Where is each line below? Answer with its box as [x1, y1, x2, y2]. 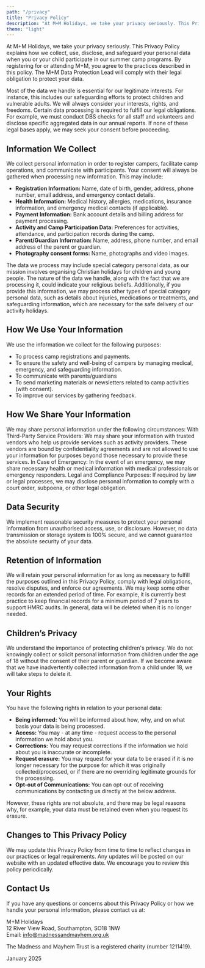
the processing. [15, 774, 55, 782]
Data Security [6, 502, 60, 512]
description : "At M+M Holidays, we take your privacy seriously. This [6, 20, 190, 26]
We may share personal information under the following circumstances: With [6, 425, 199, 433]
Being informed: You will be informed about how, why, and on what [15, 716, 185, 723]
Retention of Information [6, 555, 102, 565]
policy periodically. [6, 865, 54, 873]
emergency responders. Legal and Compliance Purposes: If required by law [6, 471, 196, 479]
